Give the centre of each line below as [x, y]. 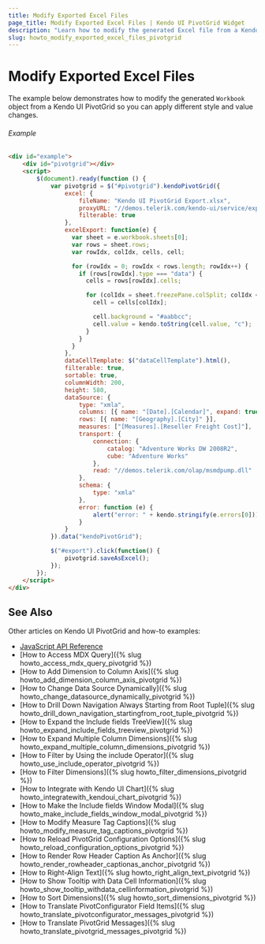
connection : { [116, 441]
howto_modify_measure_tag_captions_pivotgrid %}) [104, 831]
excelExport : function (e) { [110, 230]
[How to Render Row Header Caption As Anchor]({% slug [113, 856]
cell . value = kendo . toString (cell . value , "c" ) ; [172, 324]
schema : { [95, 486]
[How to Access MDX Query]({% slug [80, 655]
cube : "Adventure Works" [148, 456]
